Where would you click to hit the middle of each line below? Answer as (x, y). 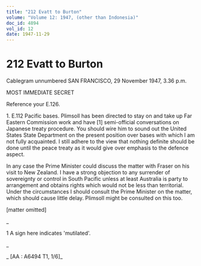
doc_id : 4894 (23, 23)
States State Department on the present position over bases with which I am (100, 135)
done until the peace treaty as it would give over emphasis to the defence (97, 148)
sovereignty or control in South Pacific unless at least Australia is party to (97, 179)
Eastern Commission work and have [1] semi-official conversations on (93, 122)
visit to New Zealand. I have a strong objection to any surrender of (88, 173)
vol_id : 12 (20, 29)
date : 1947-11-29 (28, 34)
